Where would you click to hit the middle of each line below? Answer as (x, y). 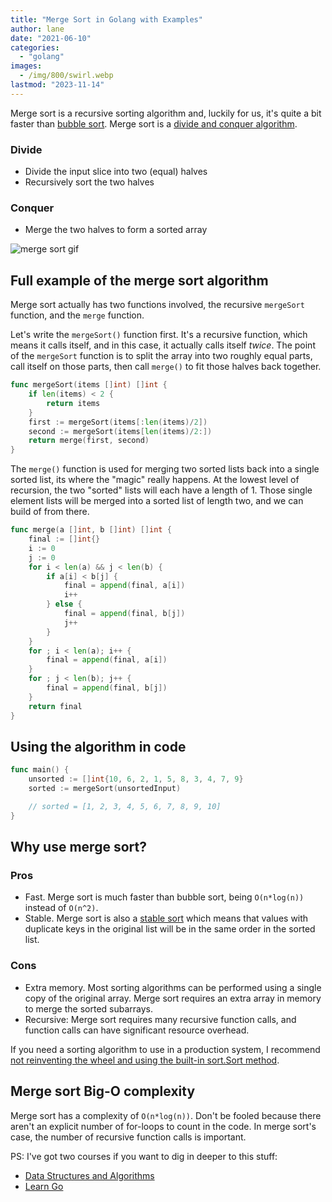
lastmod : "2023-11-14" (57, 85)
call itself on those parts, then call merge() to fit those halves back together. (166, 367)
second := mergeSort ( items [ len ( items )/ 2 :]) (120, 431)
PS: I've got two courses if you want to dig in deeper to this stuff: (144, 1156)
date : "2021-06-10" (51, 38)
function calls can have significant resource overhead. (137, 1030)
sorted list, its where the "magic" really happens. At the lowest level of (155, 480)
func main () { (40, 770)
